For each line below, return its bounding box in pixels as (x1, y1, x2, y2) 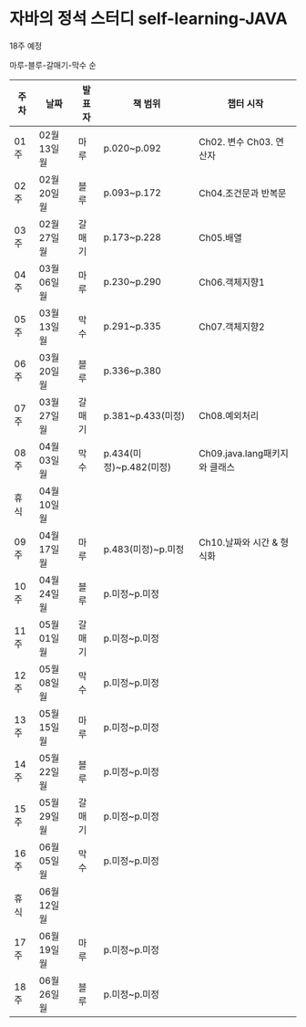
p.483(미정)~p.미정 (103, 542, 185, 555)
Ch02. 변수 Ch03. (199, 135, 273, 148)
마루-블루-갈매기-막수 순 (9, 59, 97, 70)
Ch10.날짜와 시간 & (199, 536, 279, 549)
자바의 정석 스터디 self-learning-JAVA (9, 8, 289, 29)
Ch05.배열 (199, 231, 243, 244)
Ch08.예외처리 (199, 409, 260, 422)
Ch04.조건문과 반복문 (199, 186, 287, 199)
